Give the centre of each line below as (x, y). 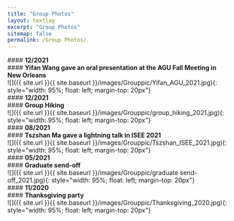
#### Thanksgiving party (46, 196)
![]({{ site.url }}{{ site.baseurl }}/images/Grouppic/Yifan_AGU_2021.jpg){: (112, 83)
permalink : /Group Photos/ (47, 40)
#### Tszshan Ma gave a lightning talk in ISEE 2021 (84, 136)
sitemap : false (30, 34)
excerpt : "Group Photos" (44, 27)
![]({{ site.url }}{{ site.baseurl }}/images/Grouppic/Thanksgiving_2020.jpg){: (117, 203)
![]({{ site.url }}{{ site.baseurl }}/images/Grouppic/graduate (93, 173)
